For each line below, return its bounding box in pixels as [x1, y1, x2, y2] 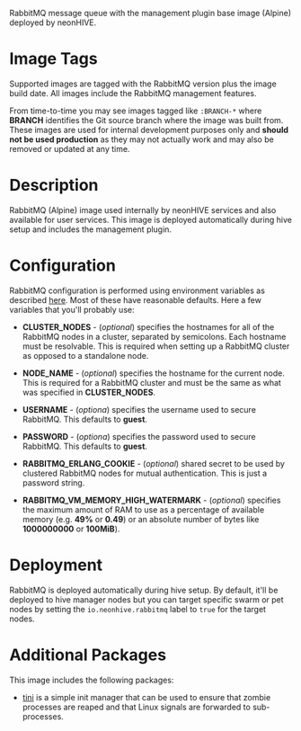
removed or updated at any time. [9, 143, 130, 154]
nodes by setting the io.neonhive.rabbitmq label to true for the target [9, 603, 267, 614]
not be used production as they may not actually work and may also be [9, 134, 274, 145]
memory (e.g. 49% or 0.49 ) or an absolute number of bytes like [22, 513, 260, 524]
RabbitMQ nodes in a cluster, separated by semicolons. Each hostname [22, 331, 287, 342]
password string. [22, 477, 85, 488]
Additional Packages [9, 645, 167, 664]
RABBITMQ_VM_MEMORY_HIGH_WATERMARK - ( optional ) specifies [22, 495, 281, 505]
